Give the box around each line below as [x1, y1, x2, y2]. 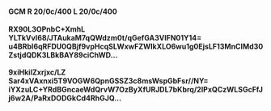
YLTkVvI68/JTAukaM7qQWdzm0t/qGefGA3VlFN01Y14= [8, 33, 202, 43]
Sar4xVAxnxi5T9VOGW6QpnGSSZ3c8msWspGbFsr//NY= [8, 76, 209, 86]
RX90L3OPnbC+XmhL [8, 24, 86, 34]
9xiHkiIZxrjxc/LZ [8, 67, 66, 77]
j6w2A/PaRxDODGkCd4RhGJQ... [8, 93, 122, 103]
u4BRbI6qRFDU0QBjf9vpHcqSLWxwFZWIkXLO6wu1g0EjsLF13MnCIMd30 [8, 41, 264, 52]
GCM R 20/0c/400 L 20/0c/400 [8, 6, 117, 16]
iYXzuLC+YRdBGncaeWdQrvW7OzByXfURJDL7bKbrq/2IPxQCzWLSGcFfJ [8, 85, 263, 95]
